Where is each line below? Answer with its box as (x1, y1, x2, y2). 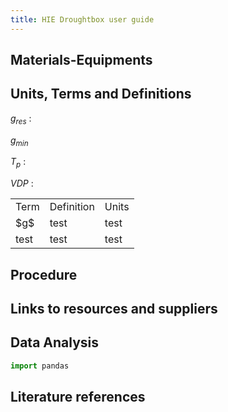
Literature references (10, 389, 146, 406)
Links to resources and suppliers (10, 301, 218, 317)
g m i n (10, 134, 29, 148)
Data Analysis (10, 334, 100, 351)
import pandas (10, 361, 70, 371)
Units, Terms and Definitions (10, 86, 192, 103)
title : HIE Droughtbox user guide (10, 14, 155, 25)
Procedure (10, 266, 78, 283)
